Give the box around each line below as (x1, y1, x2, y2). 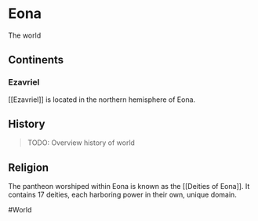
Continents (8, 53, 64, 67)
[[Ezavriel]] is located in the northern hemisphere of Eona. (8, 95, 196, 104)
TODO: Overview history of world (27, 138, 136, 147)
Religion (8, 161, 49, 174)
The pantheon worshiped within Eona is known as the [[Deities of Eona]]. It (8, 182, 250, 191)
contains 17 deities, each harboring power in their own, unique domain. (8, 190, 237, 200)
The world (8, 31, 42, 40)
